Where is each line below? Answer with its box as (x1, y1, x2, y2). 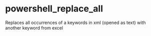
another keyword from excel (5, 24, 63, 30)
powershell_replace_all (5, 3, 103, 14)
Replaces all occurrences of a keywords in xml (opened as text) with (5, 19, 146, 25)
